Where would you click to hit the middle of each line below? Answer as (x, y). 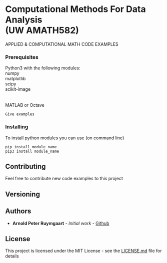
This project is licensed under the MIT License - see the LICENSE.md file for (83, 251)
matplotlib (15, 79)
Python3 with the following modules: (43, 68)
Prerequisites (22, 57)
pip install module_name (31, 147)
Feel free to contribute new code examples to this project (64, 179)
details (12, 256)
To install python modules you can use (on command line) (65, 138)
